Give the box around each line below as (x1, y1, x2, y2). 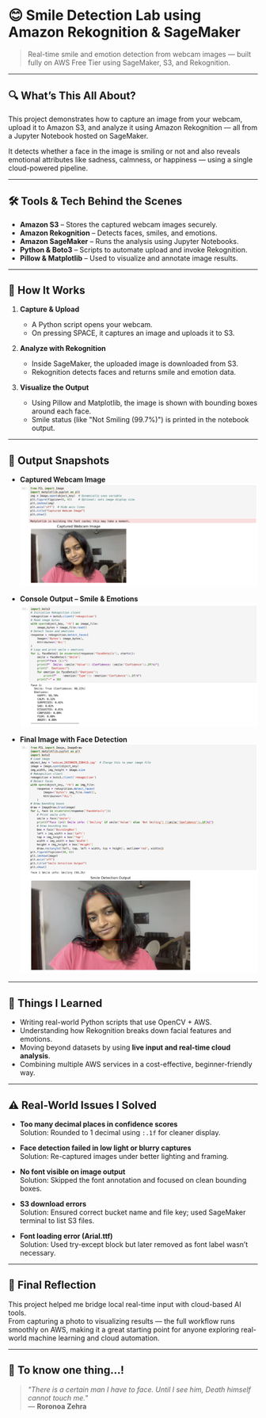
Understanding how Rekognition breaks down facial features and (19, 1026, 232, 1035)
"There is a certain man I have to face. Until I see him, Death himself (27, 1385, 252, 1394)
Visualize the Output (19, 383, 89, 392)
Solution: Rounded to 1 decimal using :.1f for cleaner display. (19, 1128, 221, 1138)
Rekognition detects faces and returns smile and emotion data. (31, 368, 236, 377)
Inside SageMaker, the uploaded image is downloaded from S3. (31, 359, 239, 368)
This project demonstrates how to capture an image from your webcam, (8, 114, 243, 124)
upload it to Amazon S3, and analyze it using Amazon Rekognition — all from (8, 122, 258, 132)
